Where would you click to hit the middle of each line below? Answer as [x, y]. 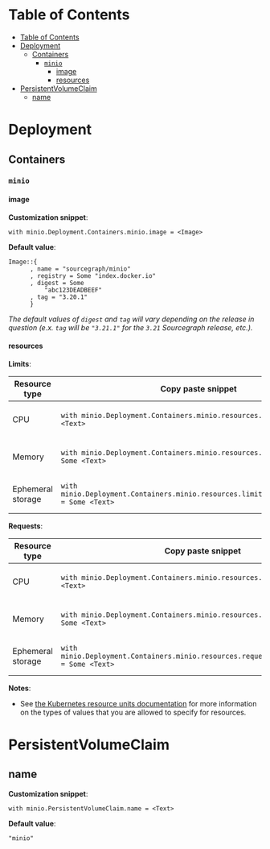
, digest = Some [57, 283]
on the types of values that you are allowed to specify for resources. [133, 712]
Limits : [20, 363]
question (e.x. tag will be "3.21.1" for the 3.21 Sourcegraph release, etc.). [131, 327]
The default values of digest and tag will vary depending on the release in [131, 319]
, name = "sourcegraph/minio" [80, 269]
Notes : [20, 688]
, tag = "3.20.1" [59, 297]
